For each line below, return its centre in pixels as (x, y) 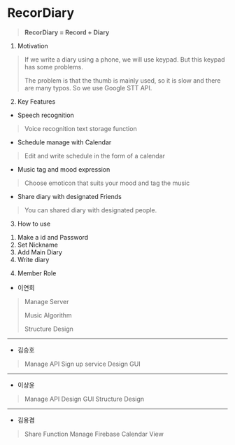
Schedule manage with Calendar (64, 142)
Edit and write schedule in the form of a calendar (95, 156)
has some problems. (54, 67)
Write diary (33, 259)
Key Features (36, 101)
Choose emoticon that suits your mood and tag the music (107, 183)
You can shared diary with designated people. (91, 210)
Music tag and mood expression (64, 169)
